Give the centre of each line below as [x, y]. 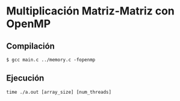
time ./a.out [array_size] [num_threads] [59, 92]
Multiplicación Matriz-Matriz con [90, 11]
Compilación [31, 46]
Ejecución [25, 78]
